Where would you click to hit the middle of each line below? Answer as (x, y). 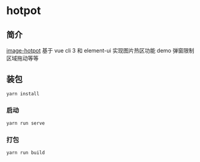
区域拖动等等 (22, 58)
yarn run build (26, 153)
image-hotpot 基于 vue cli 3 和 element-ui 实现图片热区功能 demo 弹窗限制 (100, 50)
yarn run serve (26, 123)
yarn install (23, 94)
